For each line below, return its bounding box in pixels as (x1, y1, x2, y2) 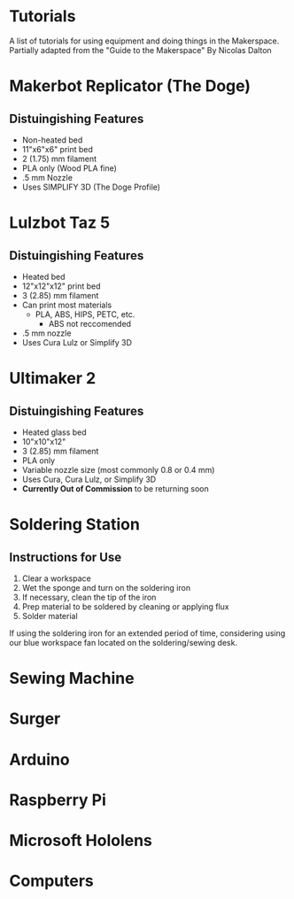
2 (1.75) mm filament (21, 153, 97, 164)
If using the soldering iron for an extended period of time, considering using (9, 627, 286, 639)
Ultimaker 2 (9, 368, 97, 389)
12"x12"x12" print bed (21, 281, 101, 291)
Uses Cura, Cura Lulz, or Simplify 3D (21, 474, 157, 484)
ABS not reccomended (48, 318, 131, 329)
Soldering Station (9, 515, 140, 535)
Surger (9, 709, 61, 729)
